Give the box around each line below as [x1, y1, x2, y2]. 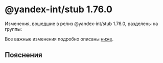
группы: [5, 26, 22, 32]
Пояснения [5, 51, 42, 59]
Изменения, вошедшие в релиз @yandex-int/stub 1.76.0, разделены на [5, 20, 158, 27]
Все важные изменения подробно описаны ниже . [5, 36, 113, 42]
